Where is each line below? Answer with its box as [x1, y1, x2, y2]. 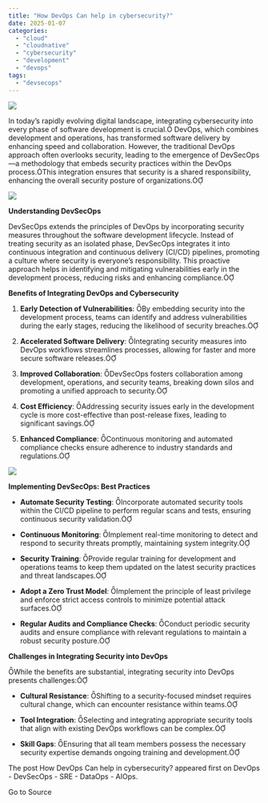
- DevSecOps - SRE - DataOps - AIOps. [8, 771, 138, 781]
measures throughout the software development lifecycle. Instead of [8, 230, 234, 240]
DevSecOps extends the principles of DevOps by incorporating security [8, 221, 245, 231]
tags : [8, 71, 26, 79]
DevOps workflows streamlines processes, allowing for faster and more [19, 345, 256, 354]
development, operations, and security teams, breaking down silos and [19, 377, 254, 387]
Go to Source [8, 787, 52, 797]
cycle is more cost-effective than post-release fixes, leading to [19, 410, 226, 419]
